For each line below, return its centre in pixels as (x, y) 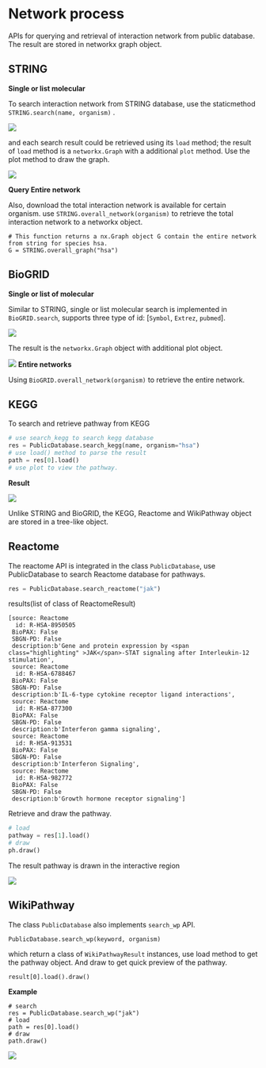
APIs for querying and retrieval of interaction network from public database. (132, 36)
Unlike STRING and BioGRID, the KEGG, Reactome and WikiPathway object (130, 513)
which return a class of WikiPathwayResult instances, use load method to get (133, 954)
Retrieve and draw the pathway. (60, 814)
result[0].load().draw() (49, 977)
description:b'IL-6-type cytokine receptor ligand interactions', (123, 695)
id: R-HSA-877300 (44, 709)
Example (23, 991)
